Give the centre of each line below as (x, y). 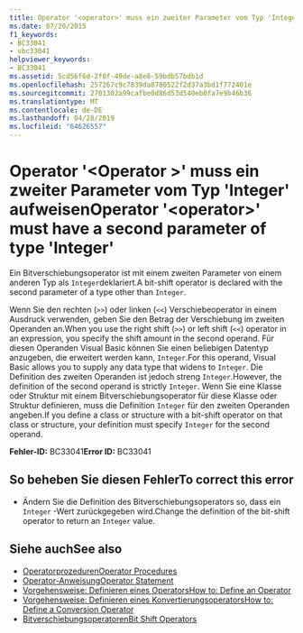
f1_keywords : (34, 34)
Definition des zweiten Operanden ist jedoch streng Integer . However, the (146, 376)
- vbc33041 (30, 51)
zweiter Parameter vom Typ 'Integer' (150, 191)
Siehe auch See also (66, 550)
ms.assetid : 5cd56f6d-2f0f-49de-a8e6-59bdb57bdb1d (106, 77)
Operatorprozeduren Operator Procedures (100, 571)
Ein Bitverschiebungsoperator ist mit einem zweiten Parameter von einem (146, 272)
